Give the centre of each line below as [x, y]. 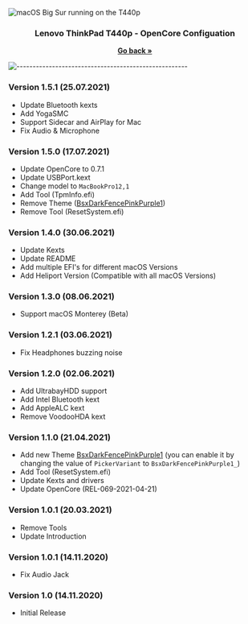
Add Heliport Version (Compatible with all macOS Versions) [118, 276]
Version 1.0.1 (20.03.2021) [60, 510]
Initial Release [43, 613]
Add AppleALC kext [52, 408]
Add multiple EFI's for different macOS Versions [99, 267]
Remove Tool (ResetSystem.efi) [72, 211]
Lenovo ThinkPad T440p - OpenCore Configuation [135, 33]
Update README [48, 258]
